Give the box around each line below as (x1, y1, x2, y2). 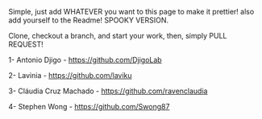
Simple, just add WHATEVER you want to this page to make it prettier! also (8, 7, 255, 16)
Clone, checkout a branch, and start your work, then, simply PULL (8, 31, 227, 40)
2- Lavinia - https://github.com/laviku (8, 71, 132, 80)
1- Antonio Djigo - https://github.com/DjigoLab (8, 55, 163, 64)
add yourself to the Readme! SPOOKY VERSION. (8, 15, 169, 25)
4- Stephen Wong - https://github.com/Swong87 (8, 102, 170, 111)
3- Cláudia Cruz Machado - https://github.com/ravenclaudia (8, 86, 208, 96)
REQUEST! (8, 39, 44, 49)
